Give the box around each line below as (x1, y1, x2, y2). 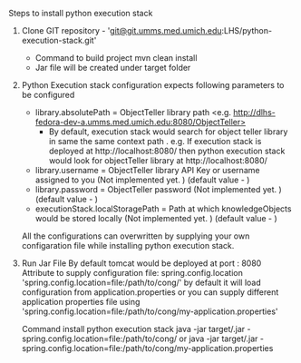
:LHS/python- (221, 25, 273, 35)
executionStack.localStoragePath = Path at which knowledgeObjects (34, 203, 292, 214)
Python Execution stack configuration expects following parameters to (21, 80, 285, 90)
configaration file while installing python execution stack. (21, 240, 235, 250)
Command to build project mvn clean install (34, 53, 198, 63)
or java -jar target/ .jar (179, 333, 258, 344)
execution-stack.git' (21, 35, 97, 45)
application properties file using (21, 297, 141, 307)
